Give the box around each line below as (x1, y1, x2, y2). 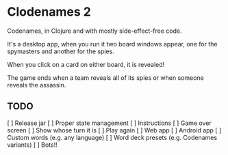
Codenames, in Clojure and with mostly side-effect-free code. (7, 27, 182, 35)
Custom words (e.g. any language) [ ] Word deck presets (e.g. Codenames (7, 133, 218, 141)
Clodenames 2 (7, 4, 91, 20)
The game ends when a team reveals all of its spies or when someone (7, 73, 204, 82)
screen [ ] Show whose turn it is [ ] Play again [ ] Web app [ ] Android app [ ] (7, 126, 222, 134)
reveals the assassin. (7, 81, 66, 89)
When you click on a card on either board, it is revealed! (7, 60, 165, 68)
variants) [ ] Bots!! (7, 141, 58, 149)
